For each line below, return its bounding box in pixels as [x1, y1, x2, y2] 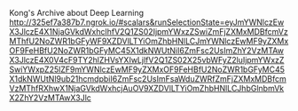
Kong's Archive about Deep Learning [9, 8, 145, 18]
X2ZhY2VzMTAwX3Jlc [9, 92, 91, 103]
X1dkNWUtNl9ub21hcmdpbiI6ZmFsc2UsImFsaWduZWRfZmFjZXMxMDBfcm [9, 74, 286, 83]
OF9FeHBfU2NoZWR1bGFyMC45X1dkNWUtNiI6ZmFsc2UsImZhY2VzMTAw [9, 45, 284, 56]
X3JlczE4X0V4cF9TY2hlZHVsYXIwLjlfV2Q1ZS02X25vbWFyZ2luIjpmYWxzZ [9, 55, 285, 65]
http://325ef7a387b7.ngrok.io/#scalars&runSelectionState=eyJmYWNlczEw [9, 17, 285, 28]
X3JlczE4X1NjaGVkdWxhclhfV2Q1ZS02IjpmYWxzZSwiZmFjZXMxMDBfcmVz [9, 27, 288, 36]
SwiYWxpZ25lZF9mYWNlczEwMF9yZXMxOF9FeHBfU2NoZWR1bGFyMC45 [9, 64, 286, 75]
